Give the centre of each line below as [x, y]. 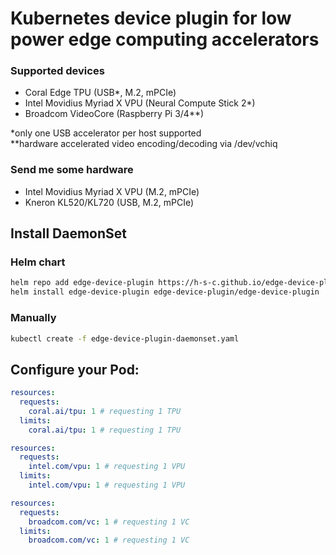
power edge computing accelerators [165, 39]
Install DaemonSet [69, 233]
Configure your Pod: [75, 369]
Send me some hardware [72, 170]
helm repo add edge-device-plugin [82, 283]
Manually [33, 318]
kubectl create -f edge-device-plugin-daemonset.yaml [125, 338]
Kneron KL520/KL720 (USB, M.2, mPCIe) [109, 202]
